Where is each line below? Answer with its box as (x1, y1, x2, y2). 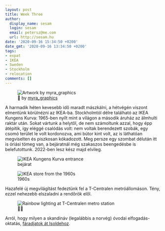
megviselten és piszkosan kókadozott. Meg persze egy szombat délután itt (5, 136, 157, 142)
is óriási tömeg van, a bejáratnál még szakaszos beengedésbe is (5, 141, 136, 147)
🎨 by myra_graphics (17, 95, 58, 101)
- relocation (5, 72, 32, 77)
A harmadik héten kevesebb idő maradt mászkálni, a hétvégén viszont (5, 104, 148, 110)
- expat (5, 53, 21, 58)
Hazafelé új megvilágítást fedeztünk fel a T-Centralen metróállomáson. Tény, (5, 186, 161, 192)
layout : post (5, 7, 32, 12)
